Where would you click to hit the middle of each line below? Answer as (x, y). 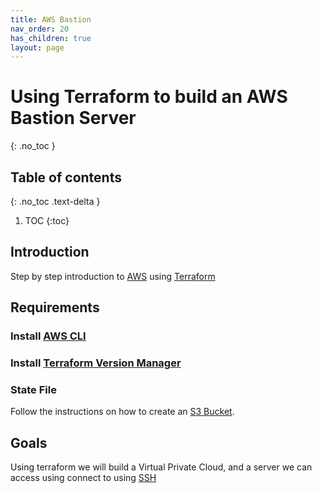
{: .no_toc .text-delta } (55, 201)
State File (33, 389)
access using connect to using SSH (83, 478)
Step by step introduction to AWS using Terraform (113, 276)
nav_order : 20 (40, 29)
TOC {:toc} (47, 220)
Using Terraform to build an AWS (149, 97)
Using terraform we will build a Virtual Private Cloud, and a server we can (161, 467)
